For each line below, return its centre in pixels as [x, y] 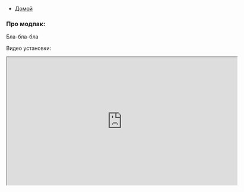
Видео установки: [29, 48]
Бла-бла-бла [22, 37]
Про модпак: [26, 24]
